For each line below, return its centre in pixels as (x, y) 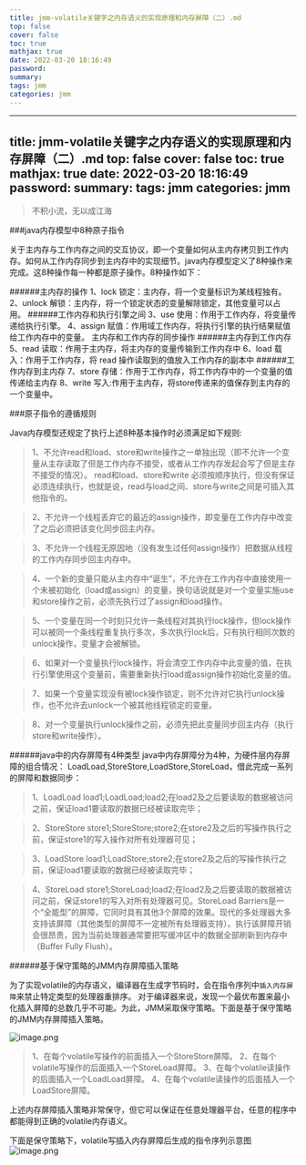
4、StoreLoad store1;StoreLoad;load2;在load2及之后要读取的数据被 (158, 890)
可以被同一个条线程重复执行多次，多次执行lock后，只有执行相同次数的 (163, 632)
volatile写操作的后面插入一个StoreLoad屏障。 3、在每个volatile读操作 (161, 1068)
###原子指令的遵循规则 (53, 414)
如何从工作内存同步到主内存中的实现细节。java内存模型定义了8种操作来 (159, 261)
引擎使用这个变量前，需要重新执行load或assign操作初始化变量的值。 (168, 674)
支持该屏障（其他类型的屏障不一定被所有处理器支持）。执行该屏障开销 (161, 924)
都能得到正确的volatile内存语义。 (71, 1121)
